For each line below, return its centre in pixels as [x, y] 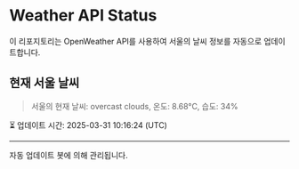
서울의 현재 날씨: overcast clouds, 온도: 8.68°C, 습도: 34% [134, 106]
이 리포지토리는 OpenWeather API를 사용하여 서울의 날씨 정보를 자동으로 [136, 41]
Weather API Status [83, 16]
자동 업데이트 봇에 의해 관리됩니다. [69, 155]
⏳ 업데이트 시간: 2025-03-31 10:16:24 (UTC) [88, 125]
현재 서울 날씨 [44, 83]
